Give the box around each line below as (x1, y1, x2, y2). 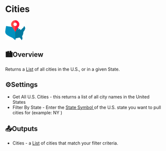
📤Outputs (5, 124, 38, 133)
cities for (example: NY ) (12, 109, 62, 115)
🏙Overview (5, 51, 44, 59)
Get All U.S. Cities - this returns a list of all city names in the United (12, 93, 150, 100)
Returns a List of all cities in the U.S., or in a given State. (5, 66, 120, 72)
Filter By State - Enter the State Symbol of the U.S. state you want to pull (12, 104, 161, 110)
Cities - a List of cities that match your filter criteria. (12, 140, 119, 146)
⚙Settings (5, 80, 38, 89)
